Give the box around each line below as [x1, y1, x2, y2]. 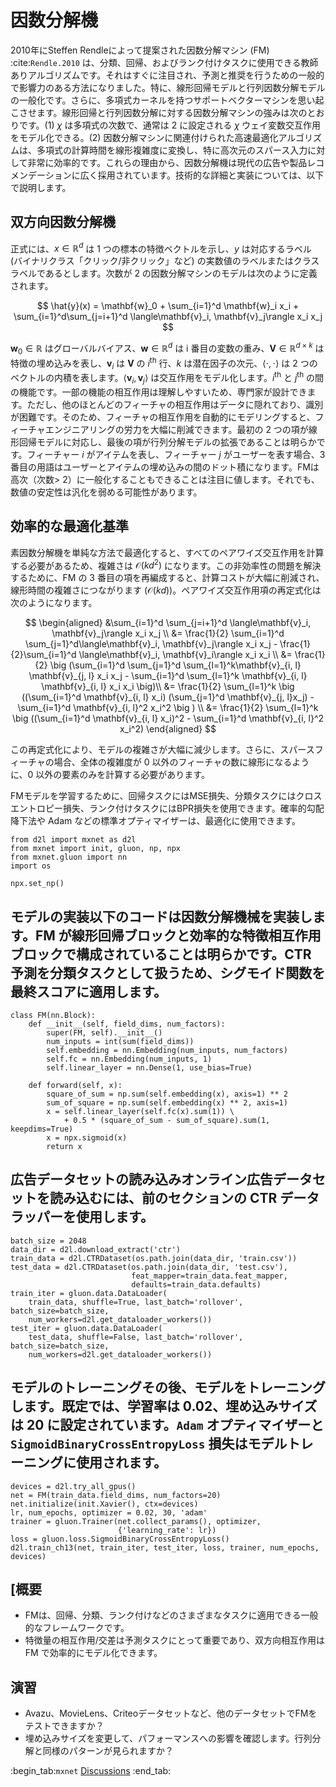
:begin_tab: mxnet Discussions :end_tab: [10, 1765, 172, 1777]
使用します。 [75, 1209, 154, 1226]
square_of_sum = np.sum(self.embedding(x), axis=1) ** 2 [46, 1089, 288, 1100]
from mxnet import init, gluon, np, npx [10, 844, 182, 854]
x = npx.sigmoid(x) [46, 1133, 128, 1143]
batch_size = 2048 [10, 1236, 87, 1246]
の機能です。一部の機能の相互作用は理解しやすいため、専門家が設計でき [10, 386, 308, 398]
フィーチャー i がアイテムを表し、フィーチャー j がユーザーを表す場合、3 [26, 448, 326, 460]
